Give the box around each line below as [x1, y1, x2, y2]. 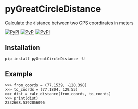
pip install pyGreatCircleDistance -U [5, 56, 85, 61]
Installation [5, 43, 40, 52]
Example [5, 70, 33, 78]
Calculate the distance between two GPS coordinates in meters [5, 20, 134, 26]
